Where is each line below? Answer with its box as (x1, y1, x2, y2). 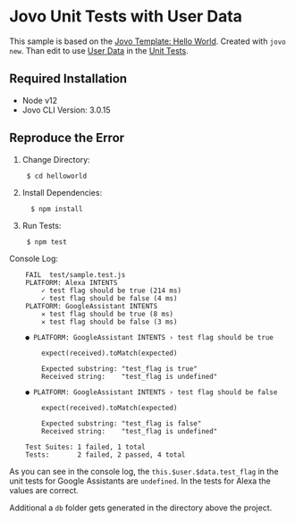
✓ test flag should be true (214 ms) (41, 286, 181, 295)
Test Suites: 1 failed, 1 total (25, 442, 146, 451)
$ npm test (26, 237, 67, 247)
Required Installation (9, 72, 128, 87)
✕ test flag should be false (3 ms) (41, 317, 178, 326)
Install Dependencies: (21, 187, 103, 198)
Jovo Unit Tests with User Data (9, 6, 243, 27)
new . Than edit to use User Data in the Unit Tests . (9, 45, 190, 55)
